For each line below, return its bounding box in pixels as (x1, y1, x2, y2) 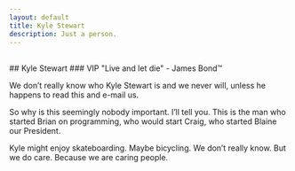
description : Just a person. (9, 29, 117, 38)
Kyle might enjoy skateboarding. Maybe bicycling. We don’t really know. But (9, 143, 287, 153)
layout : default (9, 12, 69, 22)
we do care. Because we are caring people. (9, 152, 169, 163)
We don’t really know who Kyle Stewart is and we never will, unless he (9, 81, 267, 91)
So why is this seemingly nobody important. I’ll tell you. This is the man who (9, 107, 286, 118)
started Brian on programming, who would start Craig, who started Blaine (9, 116, 277, 127)
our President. (9, 126, 61, 136)
